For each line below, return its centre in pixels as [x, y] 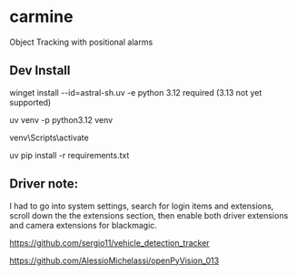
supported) [30, 102]
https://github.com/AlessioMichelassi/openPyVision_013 [114, 260]
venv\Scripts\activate [49, 137]
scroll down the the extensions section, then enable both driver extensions [149, 215]
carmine [41, 17]
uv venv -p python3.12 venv [61, 119]
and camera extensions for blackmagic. [83, 225]
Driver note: [44, 184]
